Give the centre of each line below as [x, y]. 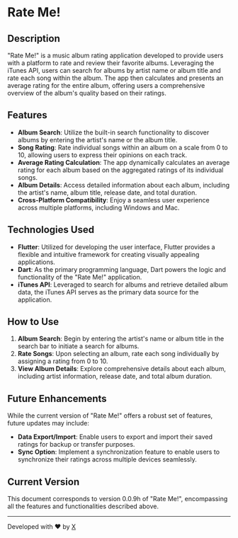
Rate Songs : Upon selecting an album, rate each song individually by [118, 354]
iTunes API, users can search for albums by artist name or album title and [114, 70]
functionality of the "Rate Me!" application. [80, 277]
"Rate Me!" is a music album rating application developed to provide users [115, 55]
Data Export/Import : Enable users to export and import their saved [115, 437]
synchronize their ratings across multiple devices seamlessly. [107, 459]
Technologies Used [51, 230]
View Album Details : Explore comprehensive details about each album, [122, 369]
